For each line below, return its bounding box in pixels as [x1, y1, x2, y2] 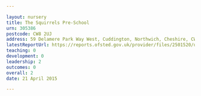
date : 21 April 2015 [6, 76, 58, 82]
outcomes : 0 [6, 64, 36, 70]
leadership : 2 [6, 58, 42, 65]
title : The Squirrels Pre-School [6, 19, 90, 26]
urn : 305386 [6, 25, 36, 31]
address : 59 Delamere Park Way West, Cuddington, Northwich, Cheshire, [6, 37, 188, 43]
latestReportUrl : [6, 42, 50, 48]
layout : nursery [6, 14, 47, 20]
